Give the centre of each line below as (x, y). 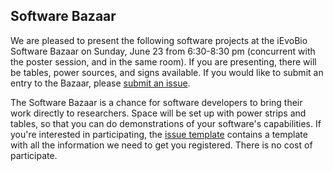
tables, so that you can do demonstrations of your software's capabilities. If (166, 123)
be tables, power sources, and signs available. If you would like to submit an (167, 72)
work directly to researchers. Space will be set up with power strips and (158, 113)
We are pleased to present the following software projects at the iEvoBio (159, 40)
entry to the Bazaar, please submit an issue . (100, 83)
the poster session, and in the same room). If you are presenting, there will (163, 61)
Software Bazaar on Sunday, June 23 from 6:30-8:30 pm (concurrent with (163, 51)
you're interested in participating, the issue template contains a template (159, 134)
